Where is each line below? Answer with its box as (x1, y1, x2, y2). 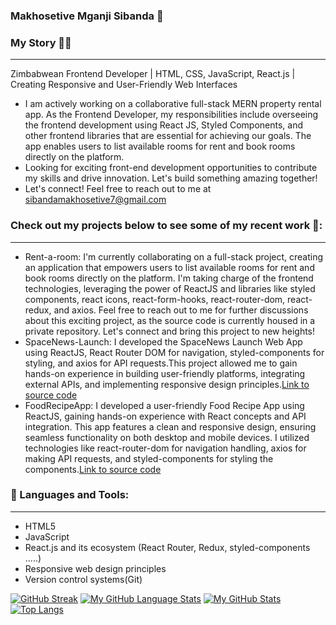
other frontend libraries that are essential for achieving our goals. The (24, 130, 312, 142)
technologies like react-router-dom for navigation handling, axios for (24, 442, 307, 454)
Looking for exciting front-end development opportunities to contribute (24, 162, 318, 174)
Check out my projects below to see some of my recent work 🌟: (10, 219, 323, 233)
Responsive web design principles (24, 562, 167, 574)
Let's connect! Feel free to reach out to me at (24, 183, 212, 195)
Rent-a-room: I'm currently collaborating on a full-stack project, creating (24, 250, 324, 263)
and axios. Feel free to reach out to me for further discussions (53, 304, 309, 316)
